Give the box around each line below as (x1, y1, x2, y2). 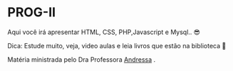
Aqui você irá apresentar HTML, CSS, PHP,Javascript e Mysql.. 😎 (7, 28, 201, 36)
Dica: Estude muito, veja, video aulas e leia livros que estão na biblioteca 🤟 (7, 41, 227, 50)
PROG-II (7, 4, 56, 21)
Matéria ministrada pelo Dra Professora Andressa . (7, 55, 156, 64)
